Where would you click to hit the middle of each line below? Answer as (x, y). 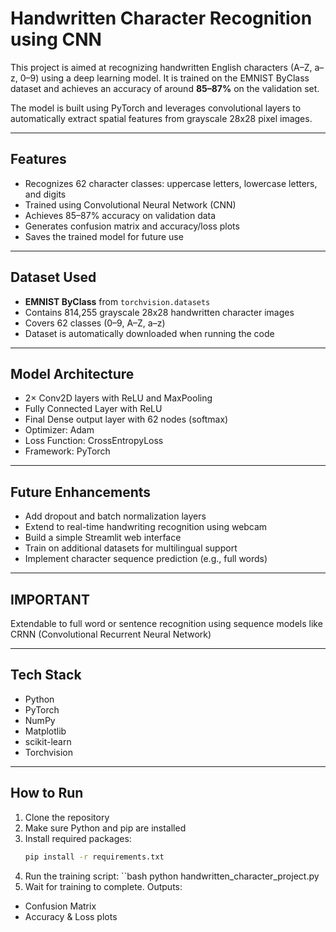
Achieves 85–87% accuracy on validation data (120, 215)
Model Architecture (72, 373)
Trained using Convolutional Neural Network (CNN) (130, 204)
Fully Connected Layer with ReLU (93, 409)
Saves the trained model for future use (104, 236)
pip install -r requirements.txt (94, 857)
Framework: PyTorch (67, 451)
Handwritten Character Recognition (161, 18)
